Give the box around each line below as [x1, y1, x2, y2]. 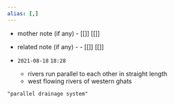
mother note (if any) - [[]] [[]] [17, 29, 101, 37]
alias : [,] [7, 10, 39, 17]
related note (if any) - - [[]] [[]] [17, 42, 104, 51]
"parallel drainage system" [7, 90, 89, 97]
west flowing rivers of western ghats [27, 77, 132, 85]
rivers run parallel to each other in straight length [27, 69, 168, 78]
